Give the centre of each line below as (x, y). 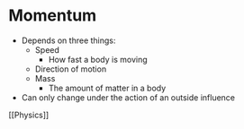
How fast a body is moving (98, 59)
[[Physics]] (29, 115)
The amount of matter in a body (107, 88)
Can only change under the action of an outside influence (128, 97)
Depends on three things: (68, 40)
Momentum (53, 16)
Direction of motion (71, 69)
